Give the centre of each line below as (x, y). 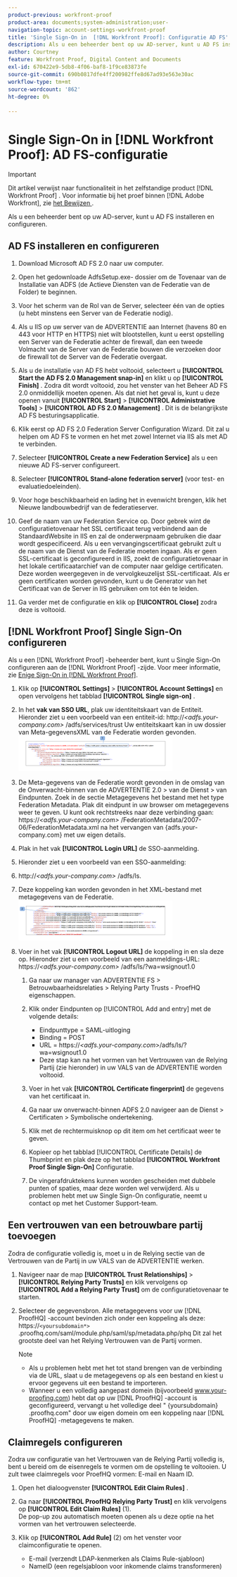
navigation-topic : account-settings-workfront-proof (87, 30)
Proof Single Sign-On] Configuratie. (81, 1167)
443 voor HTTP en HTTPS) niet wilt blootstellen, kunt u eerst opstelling (121, 334)
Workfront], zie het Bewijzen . (51, 203)
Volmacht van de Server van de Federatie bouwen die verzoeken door (120, 349)
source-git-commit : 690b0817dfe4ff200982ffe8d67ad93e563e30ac (101, 74)
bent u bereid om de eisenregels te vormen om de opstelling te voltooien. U (117, 1467)
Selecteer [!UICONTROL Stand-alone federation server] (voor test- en (121, 479)
